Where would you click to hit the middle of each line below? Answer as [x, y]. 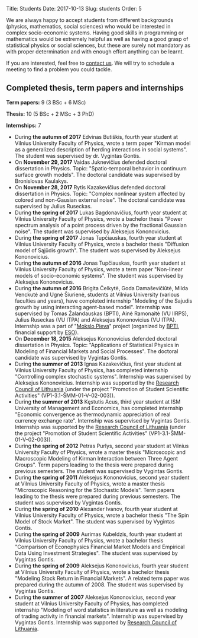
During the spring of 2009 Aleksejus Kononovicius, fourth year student [102, 566]
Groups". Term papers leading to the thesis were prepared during [94, 465]
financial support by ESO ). [46, 332]
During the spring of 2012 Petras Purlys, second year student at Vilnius [102, 446]
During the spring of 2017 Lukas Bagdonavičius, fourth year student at [101, 212]
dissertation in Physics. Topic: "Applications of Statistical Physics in [97, 345]
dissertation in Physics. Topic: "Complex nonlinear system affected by [100, 193]
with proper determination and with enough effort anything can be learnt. [95, 52]
